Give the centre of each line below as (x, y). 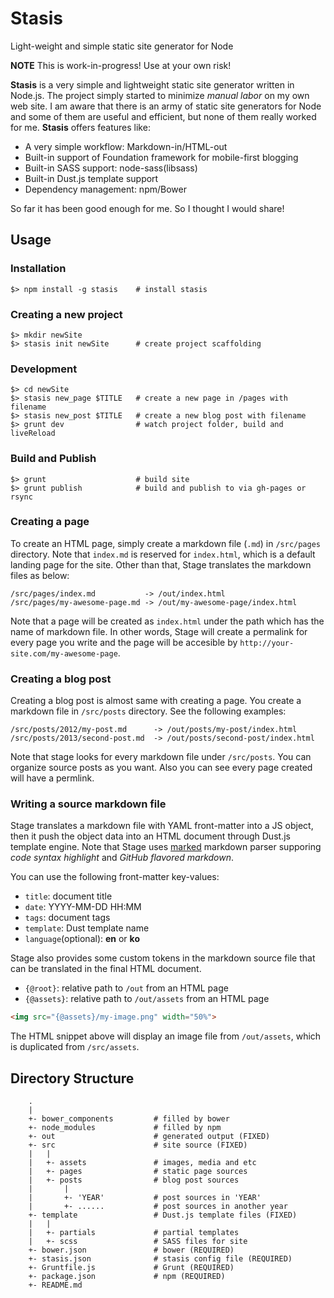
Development (44, 369)
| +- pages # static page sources (138, 1172)
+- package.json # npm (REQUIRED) (127, 1277)
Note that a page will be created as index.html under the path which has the (167, 621)
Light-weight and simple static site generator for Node (122, 46)
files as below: (40, 575)
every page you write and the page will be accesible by (124, 642)
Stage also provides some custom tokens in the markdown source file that (163, 958)
